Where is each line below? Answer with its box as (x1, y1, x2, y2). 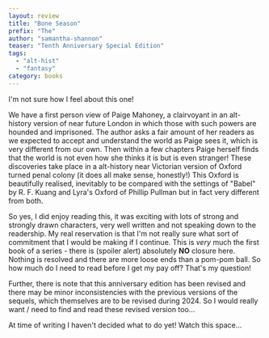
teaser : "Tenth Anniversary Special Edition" (8, 42, 164, 50)
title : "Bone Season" (8, 19, 82, 27)
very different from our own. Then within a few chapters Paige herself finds (8, 144, 259, 154)
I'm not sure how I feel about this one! (8, 94, 135, 104)
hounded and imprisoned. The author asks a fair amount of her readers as (8, 127, 254, 137)
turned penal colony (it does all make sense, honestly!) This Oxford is (8, 170, 240, 180)
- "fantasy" (15, 65, 57, 73)
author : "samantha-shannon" (8, 34, 103, 43)
